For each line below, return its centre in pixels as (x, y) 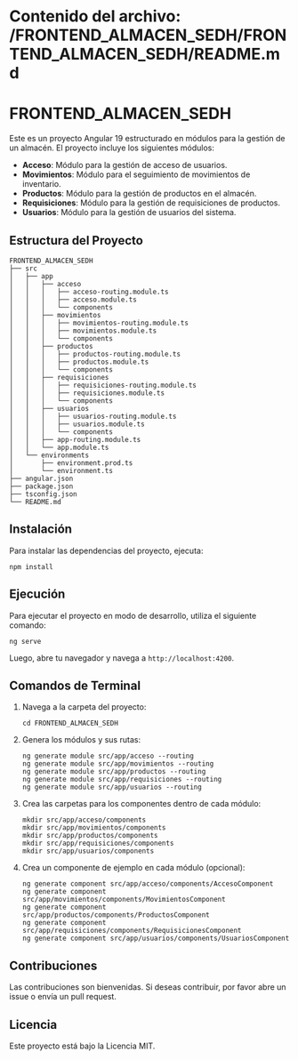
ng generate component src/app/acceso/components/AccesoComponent (148, 884)
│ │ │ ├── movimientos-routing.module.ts (99, 323)
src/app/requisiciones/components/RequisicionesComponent (132, 931)
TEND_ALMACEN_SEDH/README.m (145, 54)
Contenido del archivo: (95, 16)
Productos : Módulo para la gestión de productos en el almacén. (139, 194)
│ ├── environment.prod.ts (71, 463)
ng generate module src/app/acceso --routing (108, 756)
